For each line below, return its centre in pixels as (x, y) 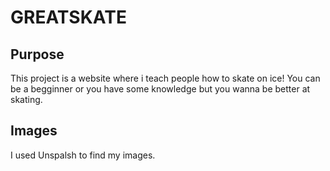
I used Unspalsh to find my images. (83, 155)
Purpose (37, 54)
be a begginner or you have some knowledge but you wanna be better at (160, 89)
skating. (26, 99)
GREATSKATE (68, 17)
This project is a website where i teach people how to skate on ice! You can (165, 78)
